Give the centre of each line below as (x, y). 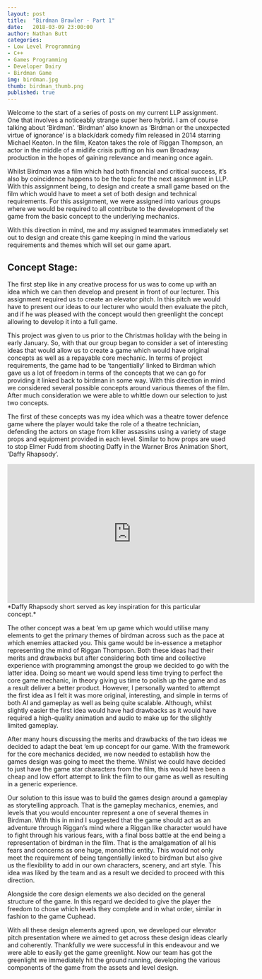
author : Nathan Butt (38, 34)
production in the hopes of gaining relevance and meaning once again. (110, 158)
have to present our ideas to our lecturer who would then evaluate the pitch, (118, 306)
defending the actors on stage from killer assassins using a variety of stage (117, 431)
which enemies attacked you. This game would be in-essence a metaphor (115, 642)
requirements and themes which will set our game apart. (89, 245)
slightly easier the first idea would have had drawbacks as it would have (112, 710)
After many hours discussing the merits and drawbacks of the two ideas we (117, 739)
